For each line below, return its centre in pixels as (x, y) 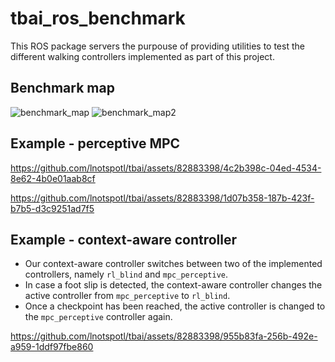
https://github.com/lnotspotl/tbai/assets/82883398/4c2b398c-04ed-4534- (166, 168)
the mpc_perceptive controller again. (98, 317)
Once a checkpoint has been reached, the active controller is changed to (175, 306)
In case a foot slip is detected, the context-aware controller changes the (173, 285)
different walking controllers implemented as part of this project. (142, 56)
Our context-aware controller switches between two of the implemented (173, 264)
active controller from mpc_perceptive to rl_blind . (127, 296)
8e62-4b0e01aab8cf (53, 178)
